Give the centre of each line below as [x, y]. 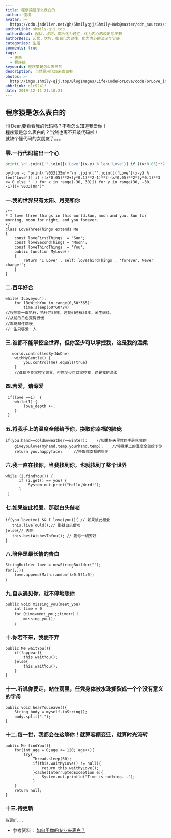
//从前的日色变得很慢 [25, 318]
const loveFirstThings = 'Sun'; [50, 238]
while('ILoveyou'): [26, 299]
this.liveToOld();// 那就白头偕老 [46, 525]
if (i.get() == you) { [43, 481]
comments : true [21, 48]
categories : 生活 [23, 43]
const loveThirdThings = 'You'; [50, 247]
